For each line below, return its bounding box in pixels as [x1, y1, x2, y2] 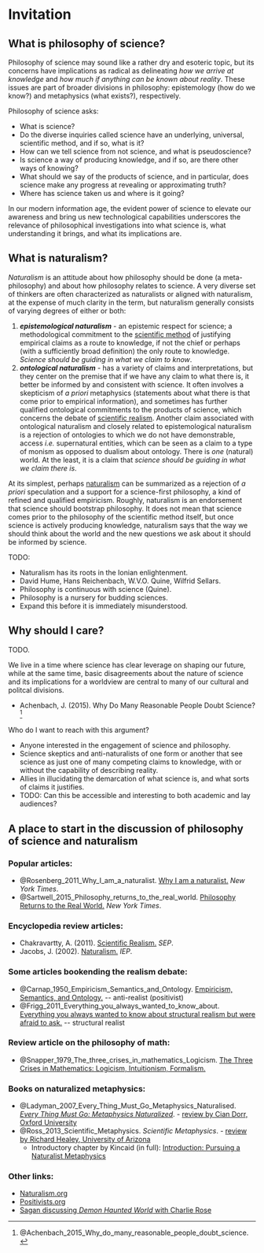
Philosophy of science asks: [8, 106, 99, 116]
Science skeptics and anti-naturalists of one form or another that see [19, 749, 244, 759]
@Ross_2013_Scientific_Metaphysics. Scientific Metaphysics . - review [19, 1126, 247, 1136]
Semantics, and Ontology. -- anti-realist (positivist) [19, 992, 185, 1002]
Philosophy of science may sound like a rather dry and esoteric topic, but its [8, 57, 255, 67]
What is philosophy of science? [8, 37, 166, 50]
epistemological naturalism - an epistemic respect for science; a [19, 321, 233, 331]
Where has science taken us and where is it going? [19, 189, 185, 198]
